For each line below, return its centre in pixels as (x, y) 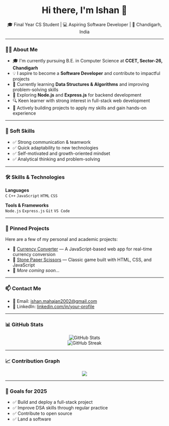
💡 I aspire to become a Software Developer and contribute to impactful (86, 73)
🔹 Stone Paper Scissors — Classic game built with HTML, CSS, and (82, 260)
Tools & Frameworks (27, 205)
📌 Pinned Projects (27, 228)
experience (24, 113)
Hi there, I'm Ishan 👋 (84, 10)
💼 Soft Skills (20, 131)
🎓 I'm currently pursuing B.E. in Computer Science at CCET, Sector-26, (87, 61)
